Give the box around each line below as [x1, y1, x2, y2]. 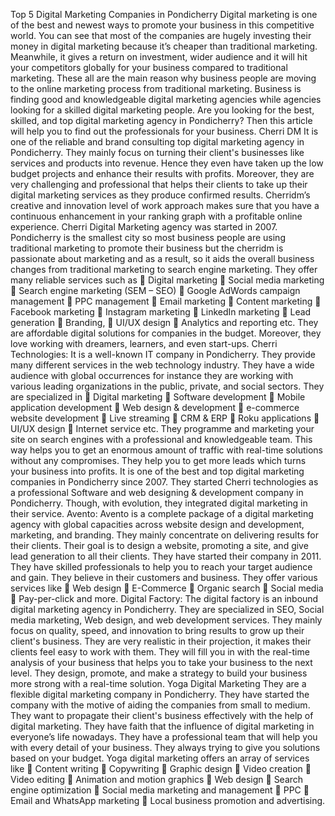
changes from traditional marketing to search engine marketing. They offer [10, 264, 318, 275]
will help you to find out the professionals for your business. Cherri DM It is [10, 125, 319, 137]
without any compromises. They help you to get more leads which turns [10, 455, 307, 466]
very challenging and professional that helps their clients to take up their [10, 179, 308, 190]
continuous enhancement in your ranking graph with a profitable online [10, 210, 303, 222]
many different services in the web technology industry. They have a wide [10, 359, 315, 371]
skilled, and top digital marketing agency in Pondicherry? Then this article [10, 115, 313, 126]
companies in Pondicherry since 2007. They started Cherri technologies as [10, 476, 319, 488]
